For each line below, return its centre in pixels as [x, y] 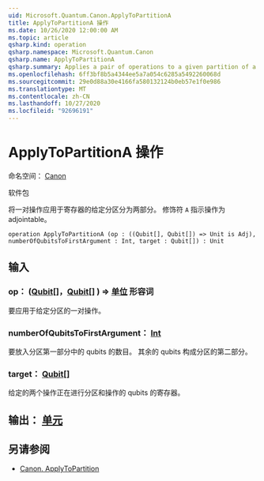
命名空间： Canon [37, 175]
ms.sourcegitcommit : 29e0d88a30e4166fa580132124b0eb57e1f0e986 [115, 81]
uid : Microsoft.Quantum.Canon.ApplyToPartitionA [90, 15]
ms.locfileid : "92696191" [51, 111]
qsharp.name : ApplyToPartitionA [61, 60]
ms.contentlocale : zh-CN [49, 96]
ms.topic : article [38, 38]
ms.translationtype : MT [47, 89]
